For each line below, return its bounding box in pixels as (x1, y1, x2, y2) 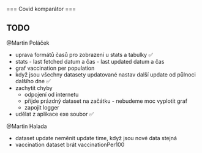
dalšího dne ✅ (15, 77, 51, 84)
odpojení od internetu (24, 91, 79, 98)
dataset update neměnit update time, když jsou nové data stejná (15, 134, 178, 141)
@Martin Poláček (6, 39, 50, 47)
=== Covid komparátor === (6, 6, 77, 12)
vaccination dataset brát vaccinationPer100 (15, 141, 125, 148)
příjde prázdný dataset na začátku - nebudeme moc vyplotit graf (24, 97, 188, 105)
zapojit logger (24, 103, 59, 111)
